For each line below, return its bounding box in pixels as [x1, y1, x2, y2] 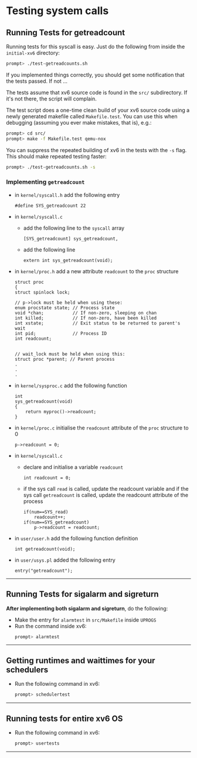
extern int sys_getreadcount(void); [23, 257, 113, 263]
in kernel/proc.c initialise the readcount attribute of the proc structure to [14, 424, 189, 431]
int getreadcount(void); [14, 546, 76, 552]
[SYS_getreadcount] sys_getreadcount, [23, 236, 118, 242]
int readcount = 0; [23, 475, 72, 481]
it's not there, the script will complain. [6, 95, 97, 102]
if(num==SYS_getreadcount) [23, 519, 90, 525]
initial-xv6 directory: [6, 49, 60, 56]
